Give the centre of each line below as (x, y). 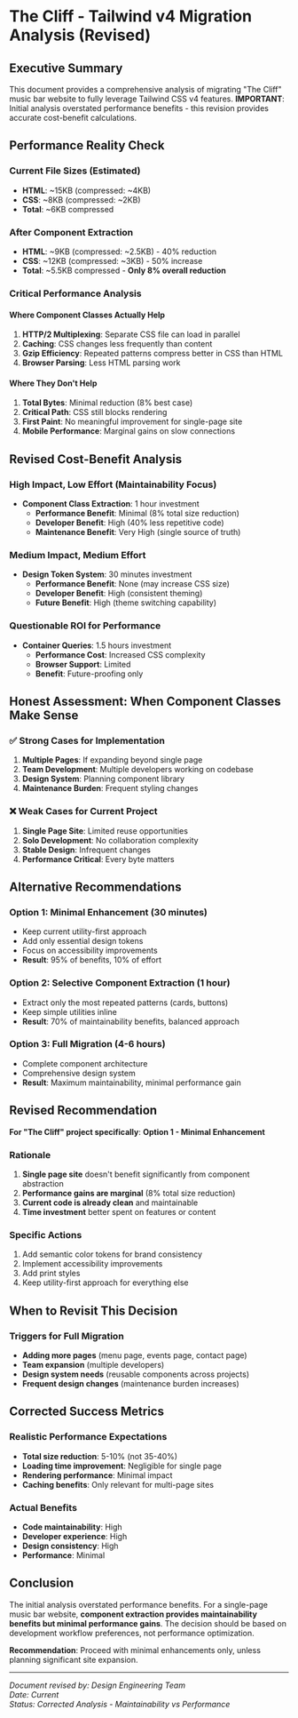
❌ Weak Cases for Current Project (83, 811)
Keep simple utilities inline (69, 1011)
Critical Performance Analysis (75, 293)
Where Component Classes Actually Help (87, 315)
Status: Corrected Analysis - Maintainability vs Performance (120, 1704)
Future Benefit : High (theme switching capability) (126, 603)
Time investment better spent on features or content (119, 1211)
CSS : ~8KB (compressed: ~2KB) (81, 200)
